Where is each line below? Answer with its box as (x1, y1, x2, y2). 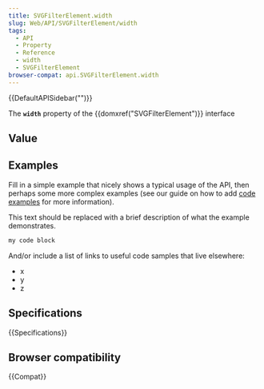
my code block (8, 236, 56, 244)
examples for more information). (8, 196, 114, 206)
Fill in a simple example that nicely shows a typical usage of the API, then (8, 180, 250, 189)
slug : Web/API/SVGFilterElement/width (8, 19, 138, 27)
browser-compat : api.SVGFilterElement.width (8, 71, 159, 79)
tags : (8, 26, 26, 34)
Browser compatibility (8, 351, 122, 364)
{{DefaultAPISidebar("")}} (8, 93, 93, 102)
